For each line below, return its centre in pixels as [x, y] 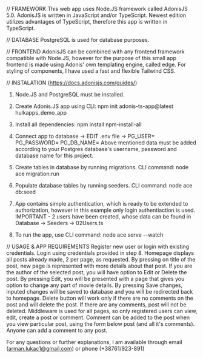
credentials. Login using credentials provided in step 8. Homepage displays [100, 253]
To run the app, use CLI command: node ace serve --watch [89, 235]
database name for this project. [54, 155]
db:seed [25, 192]
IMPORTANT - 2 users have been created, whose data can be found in [103, 217]
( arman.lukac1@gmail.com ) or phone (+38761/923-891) [75, 349]
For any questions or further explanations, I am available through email [94, 342]
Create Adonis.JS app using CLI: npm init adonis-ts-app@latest [94, 106]
